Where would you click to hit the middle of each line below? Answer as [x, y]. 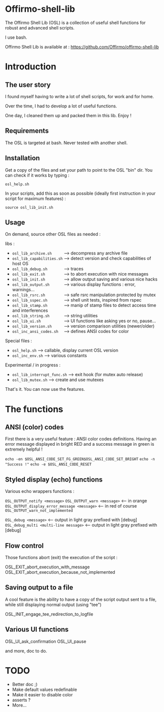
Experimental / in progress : [33, 365]
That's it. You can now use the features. [45, 389]
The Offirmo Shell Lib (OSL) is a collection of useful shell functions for [75, 23]
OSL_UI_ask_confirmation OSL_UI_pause [46, 641]
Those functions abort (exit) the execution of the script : [61, 557]
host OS [20, 264]
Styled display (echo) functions [54, 479]
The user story [28, 85]
